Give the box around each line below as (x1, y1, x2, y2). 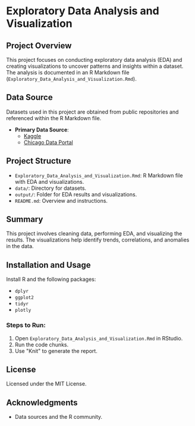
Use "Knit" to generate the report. (14, 347, 98, 355)
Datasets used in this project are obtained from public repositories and (6, 108, 179, 115)
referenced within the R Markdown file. (6, 114, 102, 121)
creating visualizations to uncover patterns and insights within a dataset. (6, 62, 184, 70)
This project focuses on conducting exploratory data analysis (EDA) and (6, 57, 183, 63)
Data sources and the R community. (14, 414, 103, 421)
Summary (6, 214, 43, 224)
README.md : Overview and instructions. (14, 197, 108, 204)
